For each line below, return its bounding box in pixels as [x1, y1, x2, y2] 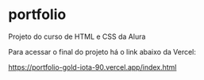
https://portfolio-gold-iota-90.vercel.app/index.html [8, 62, 177, 72]
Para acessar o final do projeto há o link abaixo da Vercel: [8, 47, 197, 56]
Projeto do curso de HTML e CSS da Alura [8, 32, 146, 41]
